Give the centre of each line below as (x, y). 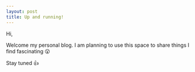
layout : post (22, 11)
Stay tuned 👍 (22, 63)
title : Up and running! (35, 17)
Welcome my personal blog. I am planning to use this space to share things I (98, 45)
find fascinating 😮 (28, 51)
